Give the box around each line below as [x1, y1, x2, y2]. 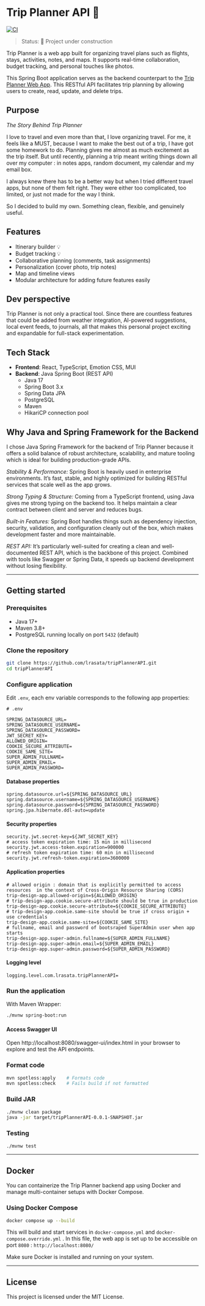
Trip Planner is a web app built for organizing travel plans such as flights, [6, 49, 189, 57]
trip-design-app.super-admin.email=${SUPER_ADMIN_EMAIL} [6, 941, 154, 947]
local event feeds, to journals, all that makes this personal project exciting [6, 323, 191, 330]
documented [6, 549, 38, 556]
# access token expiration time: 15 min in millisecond [6, 839, 151, 845]
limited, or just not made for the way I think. [6, 190, 115, 198]
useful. [6, 209, 24, 216]
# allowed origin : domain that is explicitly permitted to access [6, 881, 182, 888]
